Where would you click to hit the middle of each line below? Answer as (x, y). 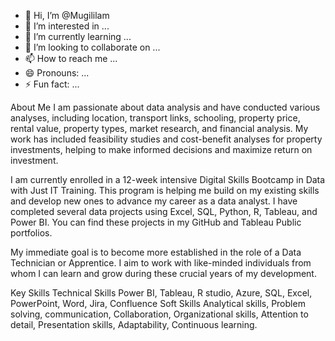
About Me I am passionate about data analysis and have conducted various (165, 107)
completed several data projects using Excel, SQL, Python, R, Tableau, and (164, 211)
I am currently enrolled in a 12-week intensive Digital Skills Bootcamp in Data (168, 179)
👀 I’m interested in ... (67, 26)
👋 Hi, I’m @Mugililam (67, 15)
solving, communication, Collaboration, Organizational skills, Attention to (159, 314)
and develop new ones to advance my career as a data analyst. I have (154, 201)
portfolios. (31, 233)
